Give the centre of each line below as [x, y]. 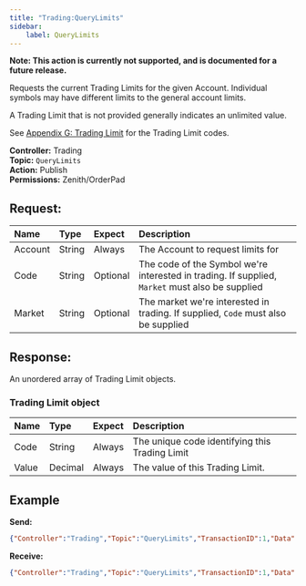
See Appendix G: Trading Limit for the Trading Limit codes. [119, 133]
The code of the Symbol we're [203, 264]
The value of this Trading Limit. [199, 468]
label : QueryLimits [63, 35]
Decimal [66, 468]
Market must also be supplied [200, 287]
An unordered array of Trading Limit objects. [92, 379]
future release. [38, 70]
